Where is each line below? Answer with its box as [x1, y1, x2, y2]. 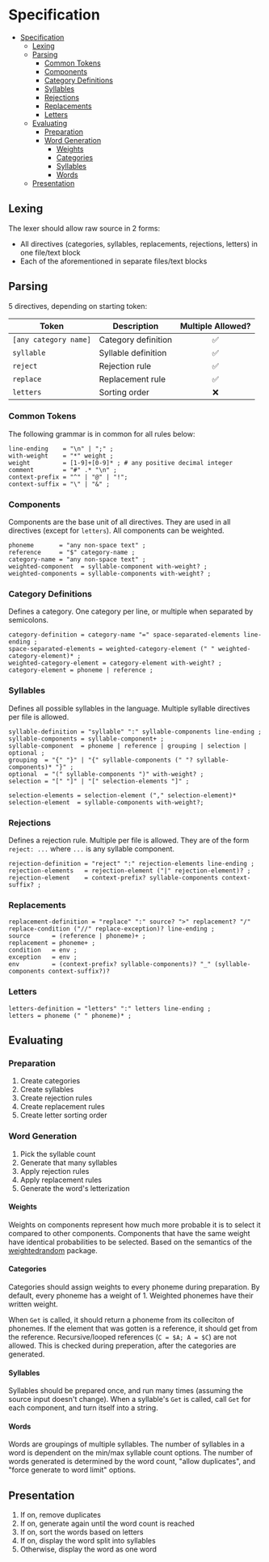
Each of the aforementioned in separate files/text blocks [19, 256, 208, 266]
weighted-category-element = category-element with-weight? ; [8, 659, 222, 668]
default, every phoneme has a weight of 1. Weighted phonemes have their [8, 1291, 254, 1301]
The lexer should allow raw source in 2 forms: [8, 223, 160, 233]
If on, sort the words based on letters [19, 1527, 144, 1537]
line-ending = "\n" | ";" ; [8, 445, 114, 453]
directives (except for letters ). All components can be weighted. [8, 526, 225, 535]
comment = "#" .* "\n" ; [8, 466, 117, 474]
